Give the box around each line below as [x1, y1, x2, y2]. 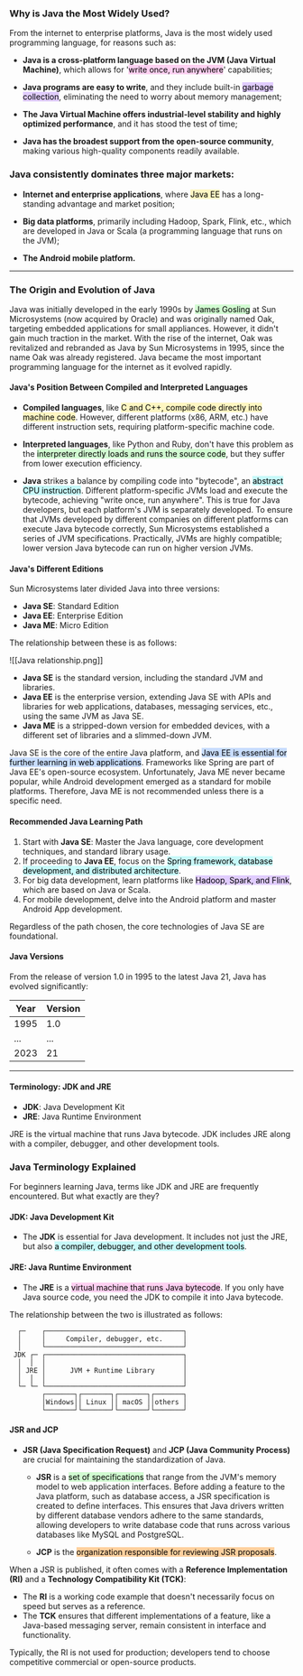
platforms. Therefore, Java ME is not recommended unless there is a [9, 786, 264, 797]
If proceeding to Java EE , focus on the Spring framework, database [22, 856, 273, 866]
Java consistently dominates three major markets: [9, 168, 234, 181]
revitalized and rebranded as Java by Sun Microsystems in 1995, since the [9, 342, 285, 353]
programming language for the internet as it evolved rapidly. [9, 361, 233, 372]
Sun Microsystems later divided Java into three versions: [9, 583, 221, 594]
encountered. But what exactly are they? [9, 1190, 160, 1202]
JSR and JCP [9, 1424, 59, 1435]
